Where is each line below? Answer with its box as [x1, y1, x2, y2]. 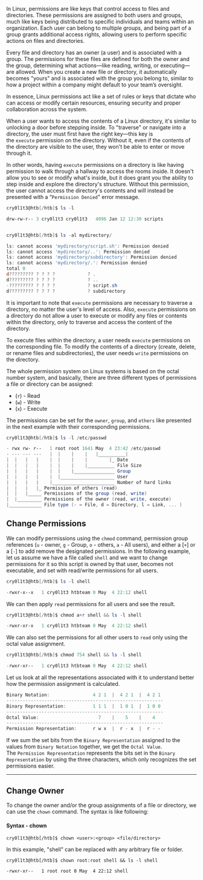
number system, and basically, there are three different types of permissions [6, 374, 197, 381]
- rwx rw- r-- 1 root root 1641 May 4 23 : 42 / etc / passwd [6, 446, 161, 452]
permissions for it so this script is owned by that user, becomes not [6, 560, 173, 567]
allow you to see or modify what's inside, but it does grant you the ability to [6, 174, 193, 181]
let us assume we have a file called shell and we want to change [6, 553, 168, 561]
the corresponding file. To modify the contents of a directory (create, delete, [6, 343, 196, 350]
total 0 [6, 266, 26, 272]
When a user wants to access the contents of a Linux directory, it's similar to [6, 117, 197, 125]
